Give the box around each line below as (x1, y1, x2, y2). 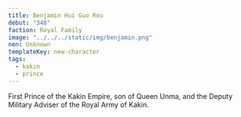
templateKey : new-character (8, 48, 100, 56)
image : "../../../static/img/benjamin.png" (8, 33, 153, 42)
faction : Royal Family (8, 26, 82, 34)
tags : (8, 56, 26, 64)
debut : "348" (8, 19, 51, 27)
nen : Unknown (8, 41, 51, 49)
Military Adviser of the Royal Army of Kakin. (8, 100, 149, 109)
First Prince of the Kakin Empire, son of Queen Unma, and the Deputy (8, 91, 233, 101)
